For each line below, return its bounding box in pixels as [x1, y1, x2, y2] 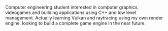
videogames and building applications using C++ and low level [5, 9, 136, 15]
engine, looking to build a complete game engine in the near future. [5, 20, 146, 26]
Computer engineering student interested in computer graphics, [5, 4, 139, 10]
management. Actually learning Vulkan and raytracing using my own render [5, 15, 163, 20]
